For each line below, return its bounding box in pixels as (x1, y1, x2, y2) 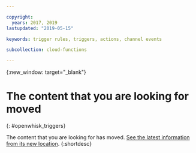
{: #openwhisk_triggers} (6, 122, 66, 130)
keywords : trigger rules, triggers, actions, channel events (6, 36, 162, 42)
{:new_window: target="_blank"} (6, 68, 87, 76)
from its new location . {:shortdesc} (6, 140, 92, 148)
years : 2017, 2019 (11, 19, 58, 26)
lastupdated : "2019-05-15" (6, 25, 74, 31)
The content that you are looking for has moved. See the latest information (6, 134, 190, 141)
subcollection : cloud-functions (6, 47, 87, 53)
